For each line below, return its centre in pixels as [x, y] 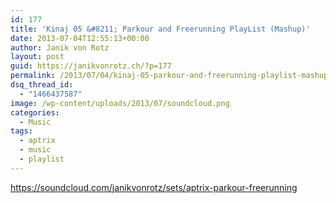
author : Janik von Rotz [60, 47]
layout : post [37, 57]
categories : [35, 112]
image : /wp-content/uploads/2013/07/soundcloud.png [120, 103]
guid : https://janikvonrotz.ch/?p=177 [91, 66]
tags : [21, 131]
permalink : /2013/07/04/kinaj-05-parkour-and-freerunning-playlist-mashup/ [171, 76]
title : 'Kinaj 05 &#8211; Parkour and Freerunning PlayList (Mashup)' [160, 29]
